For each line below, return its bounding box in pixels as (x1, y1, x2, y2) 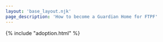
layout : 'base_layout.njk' (5, 8, 72, 14)
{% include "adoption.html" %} (5, 29, 80, 36)
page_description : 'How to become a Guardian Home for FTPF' (5, 14, 158, 20)
